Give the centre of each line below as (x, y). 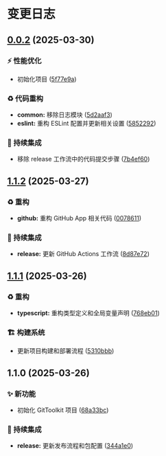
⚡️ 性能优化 (24, 60)
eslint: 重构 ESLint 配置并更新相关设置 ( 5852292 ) (86, 124)
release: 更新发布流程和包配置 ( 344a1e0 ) (75, 446)
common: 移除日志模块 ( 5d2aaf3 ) (65, 115)
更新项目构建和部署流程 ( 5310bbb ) (66, 351)
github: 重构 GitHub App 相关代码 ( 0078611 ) (79, 218)
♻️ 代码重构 (25, 98)
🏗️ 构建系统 (26, 332)
